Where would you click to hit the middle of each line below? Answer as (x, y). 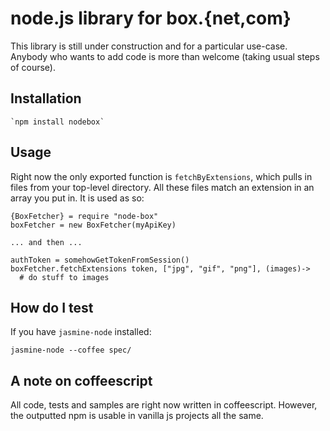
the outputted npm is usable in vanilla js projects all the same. (137, 416)
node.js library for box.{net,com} (151, 18)
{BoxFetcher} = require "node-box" (84, 216)
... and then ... (46, 242)
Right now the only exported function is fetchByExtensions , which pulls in (161, 176)
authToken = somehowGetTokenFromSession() (100, 260)
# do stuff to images (64, 277)
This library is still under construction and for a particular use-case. (149, 46)
